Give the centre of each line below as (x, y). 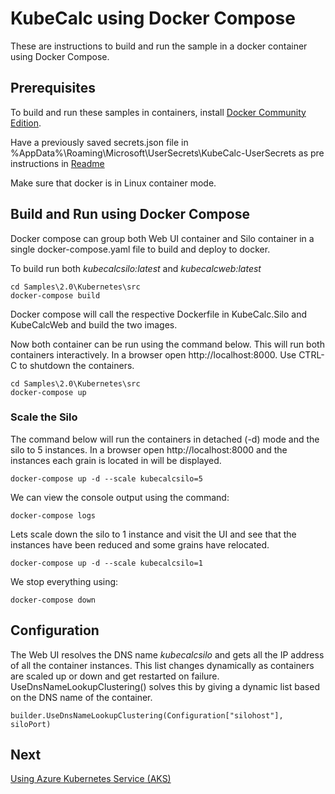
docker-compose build (55, 295)
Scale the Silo (44, 417)
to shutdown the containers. (77, 365)
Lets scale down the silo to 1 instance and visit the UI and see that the (153, 534)
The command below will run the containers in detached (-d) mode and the (165, 439)
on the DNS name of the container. (81, 697)
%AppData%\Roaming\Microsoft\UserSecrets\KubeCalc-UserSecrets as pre (167, 153)
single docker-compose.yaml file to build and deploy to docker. (140, 249)
